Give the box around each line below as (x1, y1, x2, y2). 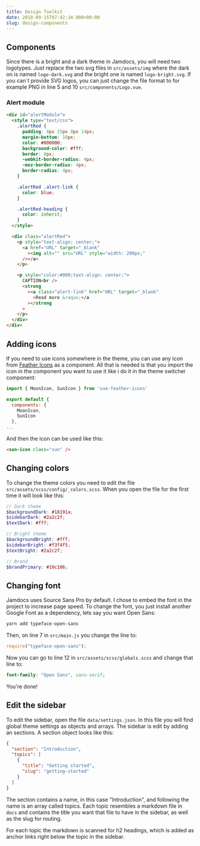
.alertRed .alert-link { (17, 184, 79, 190)
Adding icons (6, 339, 57, 349)
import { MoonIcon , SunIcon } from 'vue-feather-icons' (6, 385, 148, 391)
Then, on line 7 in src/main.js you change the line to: (6, 632, 137, 639)
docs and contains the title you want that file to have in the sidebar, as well (6, 808, 188, 815)
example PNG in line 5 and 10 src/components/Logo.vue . (6, 83, 143, 90)
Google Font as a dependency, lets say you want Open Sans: (6, 609, 156, 617)
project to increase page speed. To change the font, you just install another (6, 603, 191, 610)
